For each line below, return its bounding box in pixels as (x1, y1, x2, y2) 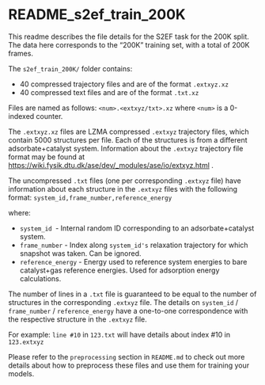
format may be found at (8, 152, 85, 162)
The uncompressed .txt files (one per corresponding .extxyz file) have (8, 176, 241, 185)
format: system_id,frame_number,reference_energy (8, 192, 172, 202)
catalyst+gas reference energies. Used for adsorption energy (19, 265, 220, 275)
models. (8, 368, 35, 378)
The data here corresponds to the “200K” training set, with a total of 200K (8, 40, 250, 49)
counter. (36, 111, 63, 120)
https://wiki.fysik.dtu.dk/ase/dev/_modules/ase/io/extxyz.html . (8, 160, 214, 170)
